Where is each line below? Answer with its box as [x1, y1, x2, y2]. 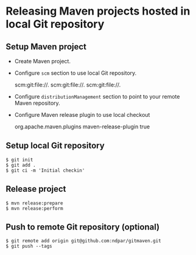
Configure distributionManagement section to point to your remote [14, 93, 180, 100]
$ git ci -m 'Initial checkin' [5, 167, 85, 173]
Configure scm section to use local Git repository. [14, 69, 137, 77]
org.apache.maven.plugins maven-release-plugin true [14, 123, 150, 130]
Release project [5, 184, 66, 194]
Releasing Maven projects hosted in [5, 4, 191, 18]
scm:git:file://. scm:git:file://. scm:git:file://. [14, 81, 121, 88]
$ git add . [5, 162, 36, 168]
